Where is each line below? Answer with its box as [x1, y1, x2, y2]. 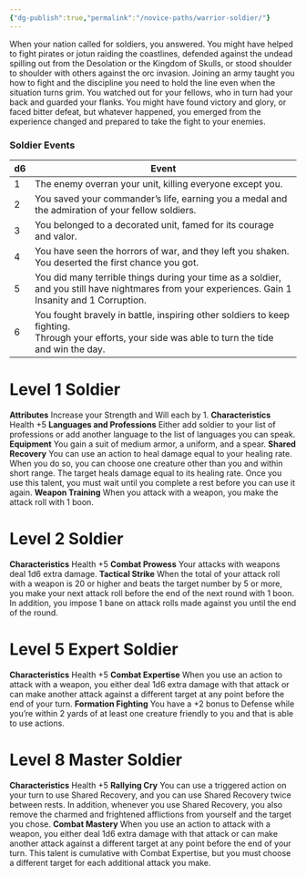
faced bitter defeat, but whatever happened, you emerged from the [9, 106, 261, 117]
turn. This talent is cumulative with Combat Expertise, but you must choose [9, 847, 291, 858]
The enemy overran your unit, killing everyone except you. [35, 177, 283, 190]
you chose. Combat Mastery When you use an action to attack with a [9, 818, 271, 830]
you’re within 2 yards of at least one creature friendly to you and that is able [9, 707, 294, 718]
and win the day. [35, 343, 106, 356]
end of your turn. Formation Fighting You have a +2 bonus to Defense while [9, 698, 295, 709]
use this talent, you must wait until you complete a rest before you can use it [9, 477, 296, 488]
